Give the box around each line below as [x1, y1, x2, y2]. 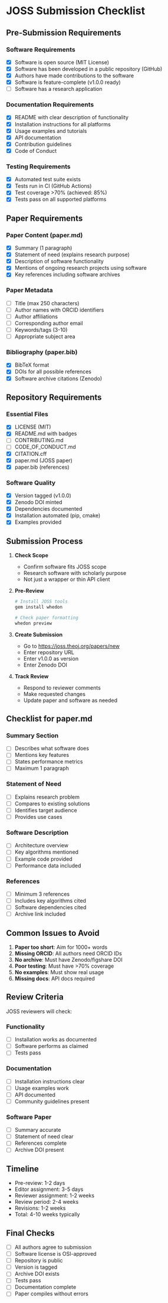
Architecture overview [14, 842, 69, 849]
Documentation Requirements [6, 100, 94, 109]
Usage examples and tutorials [14, 127, 87, 134]
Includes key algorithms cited [14, 897, 87, 904]
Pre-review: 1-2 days [14, 1180, 65, 1187]
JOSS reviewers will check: [6, 1008, 73, 1015]
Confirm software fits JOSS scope [23, 563, 107, 570]
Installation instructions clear [14, 1077, 85, 1085]
